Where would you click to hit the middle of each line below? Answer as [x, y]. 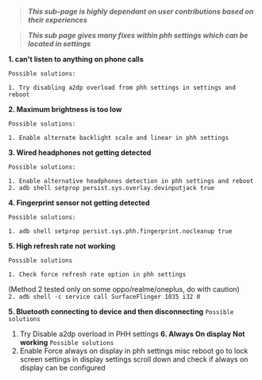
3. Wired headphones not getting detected [80, 153]
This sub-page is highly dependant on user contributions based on [141, 12]
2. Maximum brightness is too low [65, 109]
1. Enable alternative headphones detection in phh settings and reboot [131, 181]
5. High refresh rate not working [62, 246]
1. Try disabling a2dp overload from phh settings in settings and [122, 87]
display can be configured [62, 368]
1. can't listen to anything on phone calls [76, 59]
